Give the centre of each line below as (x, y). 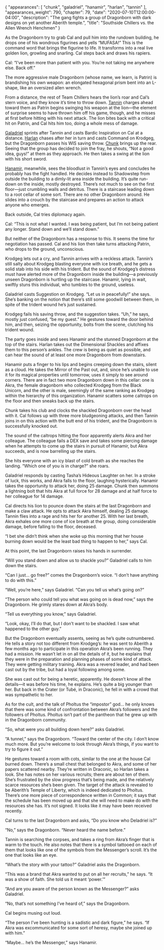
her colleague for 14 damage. (35, 496)
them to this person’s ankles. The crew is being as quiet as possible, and (78, 350)
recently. (14, 811)
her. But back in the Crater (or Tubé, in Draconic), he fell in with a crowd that (82, 689)
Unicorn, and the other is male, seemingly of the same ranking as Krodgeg (80, 390)
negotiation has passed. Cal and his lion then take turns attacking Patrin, (78, 244)
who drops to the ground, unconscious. (45, 249)
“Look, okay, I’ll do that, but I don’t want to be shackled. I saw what (72, 623)
